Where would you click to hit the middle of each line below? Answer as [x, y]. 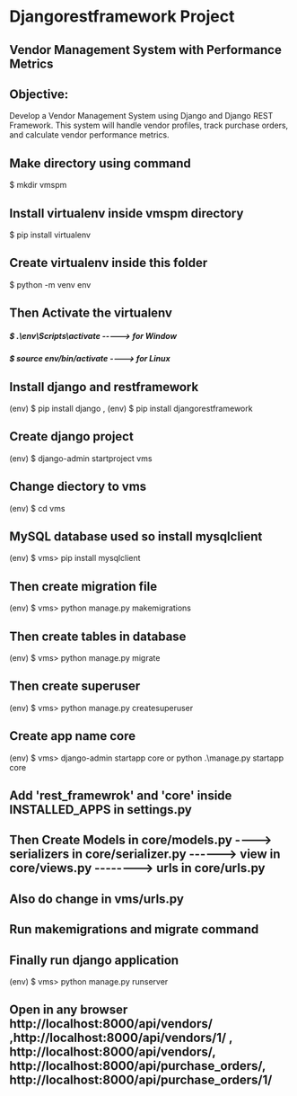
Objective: [39, 94]
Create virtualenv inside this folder [109, 263]
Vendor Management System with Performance [146, 50]
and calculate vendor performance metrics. [89, 135]
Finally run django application [94, 960]
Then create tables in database [98, 636]
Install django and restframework [104, 387]
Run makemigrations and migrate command [134, 929]
